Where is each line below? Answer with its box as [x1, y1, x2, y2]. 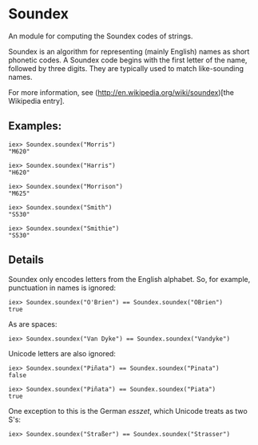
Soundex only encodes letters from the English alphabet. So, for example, [8, 274, 251, 284]
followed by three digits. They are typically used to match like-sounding [8, 63, 244, 73]
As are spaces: [8, 319, 58, 328]
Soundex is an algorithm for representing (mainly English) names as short [8, 46, 250, 56]
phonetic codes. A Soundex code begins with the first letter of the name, [8, 55, 248, 65]
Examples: [8, 119, 62, 133]
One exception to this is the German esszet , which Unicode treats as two [8, 406, 248, 415]
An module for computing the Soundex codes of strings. [8, 31, 193, 41]
